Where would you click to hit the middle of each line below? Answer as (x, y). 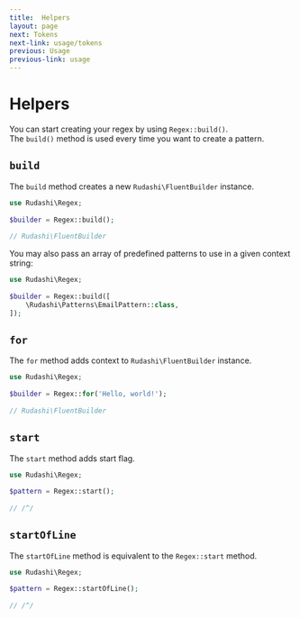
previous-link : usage (50, 59)
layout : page (34, 26)
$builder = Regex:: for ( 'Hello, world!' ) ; (88, 394)
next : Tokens (34, 34)
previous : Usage (40, 51)
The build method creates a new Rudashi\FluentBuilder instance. (132, 186)
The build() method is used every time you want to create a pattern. (137, 138)
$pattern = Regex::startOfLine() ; (74, 589)
